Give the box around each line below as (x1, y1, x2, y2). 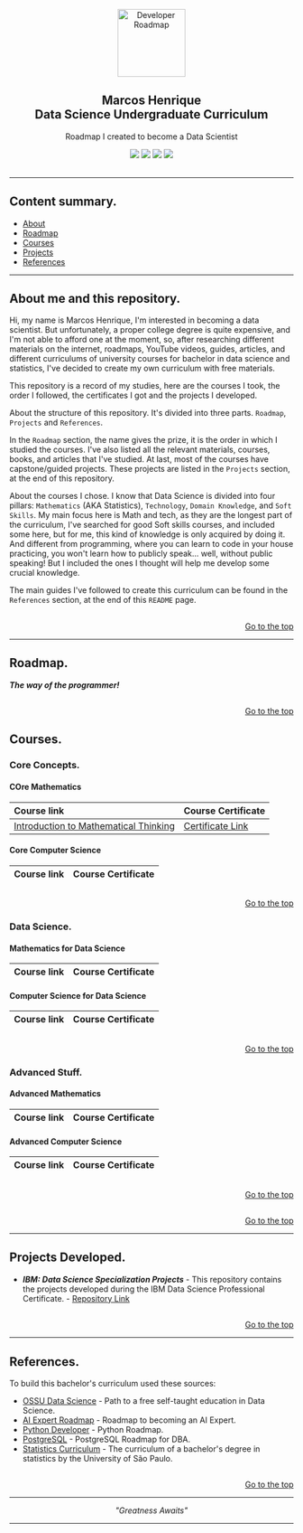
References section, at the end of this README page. (9, 595, 197, 606)
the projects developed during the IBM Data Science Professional (22, 1284, 265, 1294)
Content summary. (9, 194, 117, 210)
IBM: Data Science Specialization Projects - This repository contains (22, 1274, 282, 1284)
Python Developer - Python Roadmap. (22, 1424, 164, 1434)
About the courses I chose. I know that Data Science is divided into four (9, 491, 276, 502)
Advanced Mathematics (9, 1088, 102, 1099)
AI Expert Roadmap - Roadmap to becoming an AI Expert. (22, 1415, 236, 1425)
